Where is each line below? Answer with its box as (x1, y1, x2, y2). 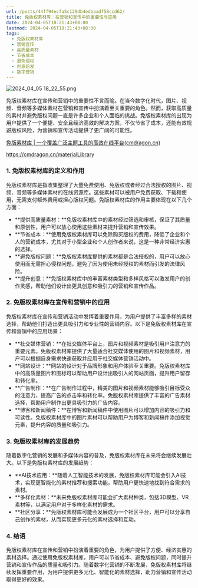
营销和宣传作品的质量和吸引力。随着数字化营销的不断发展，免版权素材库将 (6, 561, 187, 569)
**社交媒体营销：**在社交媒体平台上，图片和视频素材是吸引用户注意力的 (14, 340, 190, 347)
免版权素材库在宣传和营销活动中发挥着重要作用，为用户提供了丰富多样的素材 (6, 313, 192, 320)
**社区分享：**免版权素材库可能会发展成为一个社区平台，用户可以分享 (14, 508, 186, 516)
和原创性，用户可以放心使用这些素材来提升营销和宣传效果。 (14, 223, 160, 230)
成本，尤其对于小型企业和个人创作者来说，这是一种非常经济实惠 (35, 238, 190, 245)
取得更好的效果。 (6, 576, 48, 583)
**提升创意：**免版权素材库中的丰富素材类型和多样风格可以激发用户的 (14, 275, 186, 282)
